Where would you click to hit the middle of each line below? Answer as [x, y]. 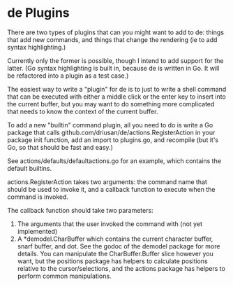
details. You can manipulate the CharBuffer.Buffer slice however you [115, 253]
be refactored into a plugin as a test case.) [68, 76]
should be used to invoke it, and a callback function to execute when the [111, 189]
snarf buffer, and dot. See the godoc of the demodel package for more [119, 246]
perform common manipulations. [64, 276]
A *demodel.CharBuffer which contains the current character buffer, [115, 239]
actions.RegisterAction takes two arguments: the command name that [107, 182]
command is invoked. [38, 197]
